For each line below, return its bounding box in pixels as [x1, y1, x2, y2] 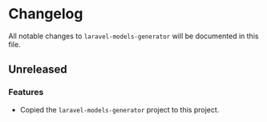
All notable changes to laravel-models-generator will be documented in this [8, 31, 259, 41]
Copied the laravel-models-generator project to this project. [19, 104, 220, 114]
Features [8, 87, 44, 98]
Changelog [8, 5, 83, 23]
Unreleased [8, 63, 68, 77]
